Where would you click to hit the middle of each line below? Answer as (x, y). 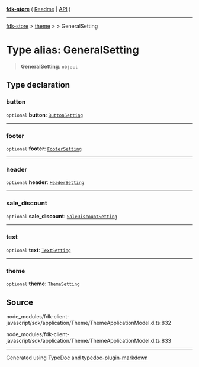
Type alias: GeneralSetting (73, 50)
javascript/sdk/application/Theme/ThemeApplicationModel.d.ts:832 (89, 323)
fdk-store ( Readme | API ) (38, 9)
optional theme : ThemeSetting (43, 284)
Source (20, 302)
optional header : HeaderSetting (45, 182)
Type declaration (38, 85)
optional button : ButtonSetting (45, 115)
